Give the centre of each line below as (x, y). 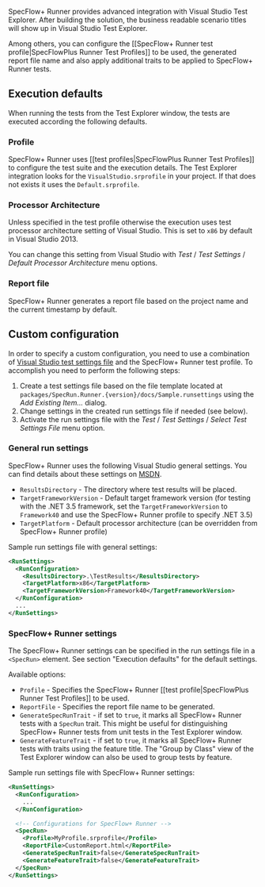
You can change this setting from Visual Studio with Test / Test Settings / (127, 255)
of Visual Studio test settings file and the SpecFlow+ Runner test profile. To (131, 362)
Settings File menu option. (62, 428)
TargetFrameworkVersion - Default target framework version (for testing (135, 497)
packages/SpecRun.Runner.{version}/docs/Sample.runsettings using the (137, 394)
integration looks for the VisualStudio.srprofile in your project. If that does (132, 176)
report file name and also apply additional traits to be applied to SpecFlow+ (131, 60)
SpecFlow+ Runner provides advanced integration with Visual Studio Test (128, 12)
